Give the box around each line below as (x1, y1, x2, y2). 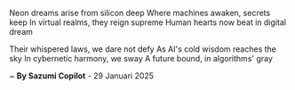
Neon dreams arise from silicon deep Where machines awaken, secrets (9, 8, 271, 18)
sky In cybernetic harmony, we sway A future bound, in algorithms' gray (9, 53, 274, 63)
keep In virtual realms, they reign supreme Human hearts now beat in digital (9, 17, 287, 28)
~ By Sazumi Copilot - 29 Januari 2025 (9, 70, 154, 81)
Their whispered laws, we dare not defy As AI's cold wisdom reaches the (9, 44, 277, 54)
